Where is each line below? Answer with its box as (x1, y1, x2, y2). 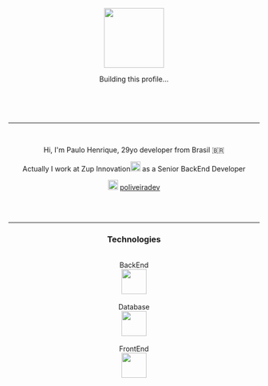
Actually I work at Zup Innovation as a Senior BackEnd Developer (22, 164, 246, 173)
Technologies (107, 234, 161, 245)
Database (118, 302, 150, 312)
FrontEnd (119, 344, 149, 354)
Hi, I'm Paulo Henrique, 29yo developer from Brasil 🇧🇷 (43, 145, 225, 155)
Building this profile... (99, 74, 169, 84)
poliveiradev (119, 183, 161, 191)
